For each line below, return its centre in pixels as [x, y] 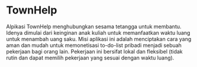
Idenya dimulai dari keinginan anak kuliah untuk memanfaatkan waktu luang [98, 32]
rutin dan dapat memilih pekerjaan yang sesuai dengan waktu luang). [90, 58]
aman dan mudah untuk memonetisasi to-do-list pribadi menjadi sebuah [94, 45]
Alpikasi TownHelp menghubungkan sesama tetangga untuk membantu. [94, 26]
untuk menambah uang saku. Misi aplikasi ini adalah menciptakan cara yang [99, 39]
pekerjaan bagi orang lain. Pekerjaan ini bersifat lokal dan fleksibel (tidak [95, 51]
